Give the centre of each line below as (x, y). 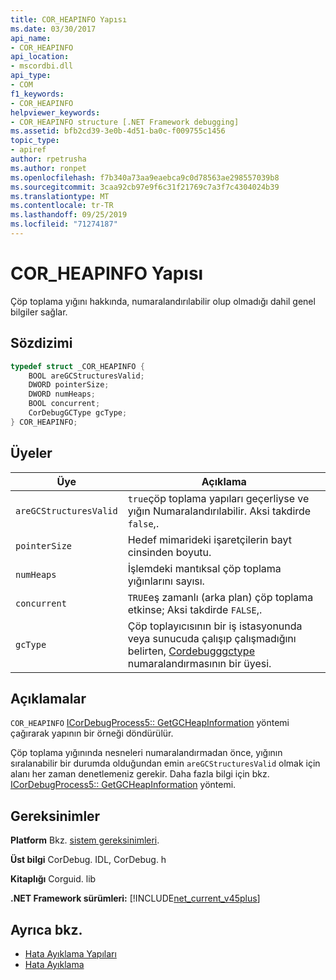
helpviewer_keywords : (55, 112)
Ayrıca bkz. (46, 929)
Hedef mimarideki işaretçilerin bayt (209, 539)
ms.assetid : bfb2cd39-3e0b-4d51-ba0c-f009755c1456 (118, 131)
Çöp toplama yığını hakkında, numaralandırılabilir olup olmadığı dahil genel (163, 301)
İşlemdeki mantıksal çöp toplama (204, 568)
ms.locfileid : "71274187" (64, 224)
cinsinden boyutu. (169, 552)
